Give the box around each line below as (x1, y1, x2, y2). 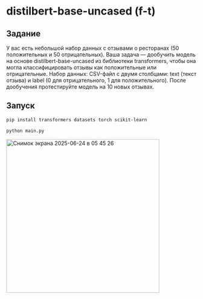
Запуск (6, 101, 35, 111)
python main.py (6, 127, 45, 134)
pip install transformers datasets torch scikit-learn (6, 116, 147, 123)
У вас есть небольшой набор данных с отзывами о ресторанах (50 (6, 44, 179, 52)
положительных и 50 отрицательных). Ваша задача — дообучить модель (6, 51, 196, 58)
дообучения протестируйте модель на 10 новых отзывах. (6, 83, 155, 90)
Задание (6, 29, 41, 39)
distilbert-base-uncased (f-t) (6, 4, 156, 18)
